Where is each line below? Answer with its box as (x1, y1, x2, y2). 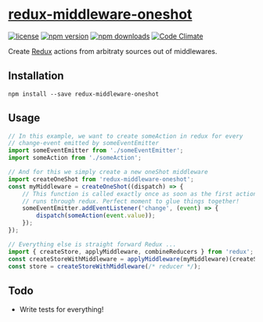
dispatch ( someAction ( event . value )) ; (36, 212, 156, 220)
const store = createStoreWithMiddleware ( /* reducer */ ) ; (8, 262, 201, 270)
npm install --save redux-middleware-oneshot (8, 90, 159, 98)
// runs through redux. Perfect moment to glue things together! (22, 197, 240, 205)
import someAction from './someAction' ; (8, 154, 142, 162)
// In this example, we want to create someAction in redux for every (8, 132, 243, 140)
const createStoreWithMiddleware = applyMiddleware (8, 255, 180, 263)
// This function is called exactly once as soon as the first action (22, 190, 258, 197)
